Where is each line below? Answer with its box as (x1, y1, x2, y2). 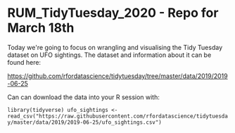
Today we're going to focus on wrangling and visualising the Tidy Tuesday (7, 43, 223, 51)
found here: (7, 58, 41, 66)
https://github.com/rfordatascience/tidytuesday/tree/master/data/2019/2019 (7, 72, 228, 80)
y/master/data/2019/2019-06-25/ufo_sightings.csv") (7, 118, 162, 126)
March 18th (7, 20, 75, 36)
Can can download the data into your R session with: (7, 93, 160, 101)
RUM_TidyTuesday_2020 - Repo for (7, 5, 219, 21)
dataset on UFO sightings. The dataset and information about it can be (7, 51, 212, 59)
